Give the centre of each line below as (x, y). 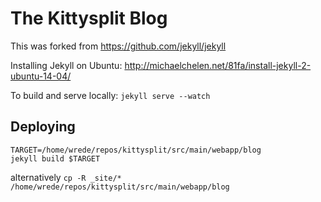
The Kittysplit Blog (89, 18)
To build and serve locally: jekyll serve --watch (110, 95)
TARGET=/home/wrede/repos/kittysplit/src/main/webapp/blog (136, 150)
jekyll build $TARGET (55, 158)
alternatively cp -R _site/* (66, 177)
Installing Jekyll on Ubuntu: (66, 65)
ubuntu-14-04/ (41, 76)
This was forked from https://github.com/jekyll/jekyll (118, 46)
